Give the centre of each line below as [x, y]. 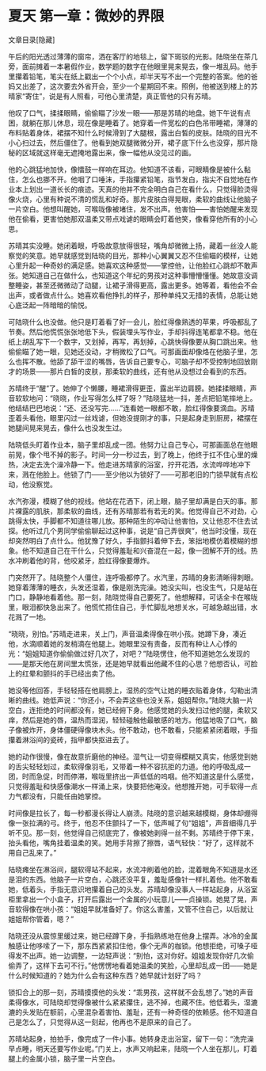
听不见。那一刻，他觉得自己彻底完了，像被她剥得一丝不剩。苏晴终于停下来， [133, 833]
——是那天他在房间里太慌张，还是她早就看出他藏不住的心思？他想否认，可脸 [133, 663]
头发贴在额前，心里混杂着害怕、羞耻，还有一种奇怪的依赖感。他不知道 [136, 1012]
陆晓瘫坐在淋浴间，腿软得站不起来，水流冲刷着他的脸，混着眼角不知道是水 [129, 869]
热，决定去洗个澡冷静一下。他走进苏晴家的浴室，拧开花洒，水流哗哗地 [123, 464]
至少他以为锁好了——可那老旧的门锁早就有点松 [181, 474]
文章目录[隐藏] [32, 40]
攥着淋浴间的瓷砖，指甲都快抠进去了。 [70, 739]
